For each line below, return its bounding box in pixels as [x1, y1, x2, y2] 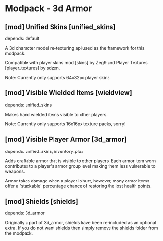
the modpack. [5, 230, 33, 236]
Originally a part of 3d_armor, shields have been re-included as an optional [5, 220, 156, 226]
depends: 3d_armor [5, 210, 45, 216]
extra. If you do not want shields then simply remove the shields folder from [5, 225, 158, 231]
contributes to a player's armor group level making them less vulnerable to [5, 163, 156, 169]
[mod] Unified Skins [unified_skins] [5, 23, 116, 31]
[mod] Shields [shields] [5, 197, 79, 206]
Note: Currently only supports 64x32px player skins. [5, 75, 111, 80]
